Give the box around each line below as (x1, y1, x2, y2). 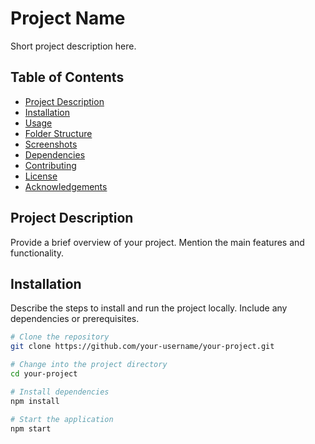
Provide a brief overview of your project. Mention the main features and (10, 236, 305, 248)
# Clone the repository (10, 332, 110, 342)
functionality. (10, 247, 65, 259)
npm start (10, 423, 52, 434)
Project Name (10, 7, 126, 30)
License (24, 170, 58, 182)
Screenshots (24, 138, 78, 150)
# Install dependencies (10, 387, 110, 397)
